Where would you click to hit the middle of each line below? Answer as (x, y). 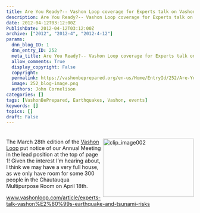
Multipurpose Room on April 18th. (47, 186)
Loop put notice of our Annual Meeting (54, 148)
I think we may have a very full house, (53, 167)
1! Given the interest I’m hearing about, (53, 161)
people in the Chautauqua (38, 180)
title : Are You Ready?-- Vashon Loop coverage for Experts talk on (92, 12)
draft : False (22, 117)
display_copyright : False (44, 67)
